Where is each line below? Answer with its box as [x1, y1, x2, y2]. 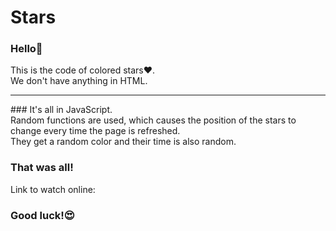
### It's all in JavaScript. [10, 104, 113, 116]
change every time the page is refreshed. [10, 125, 181, 137]
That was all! [10, 161, 74, 175]
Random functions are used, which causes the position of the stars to [10, 114, 297, 126]
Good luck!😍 [10, 208, 75, 222]
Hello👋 [10, 42, 43, 56]
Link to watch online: [10, 183, 96, 195]
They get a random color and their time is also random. [10, 136, 237, 148]
